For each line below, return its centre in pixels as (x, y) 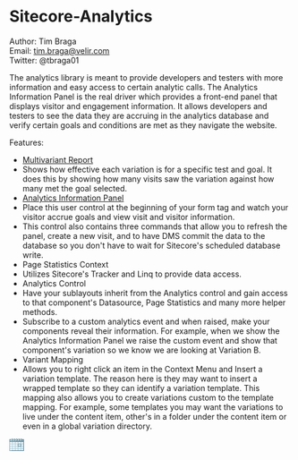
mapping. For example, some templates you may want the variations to (153, 407)
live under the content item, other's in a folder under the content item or (154, 416)
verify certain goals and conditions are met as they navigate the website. (143, 125)
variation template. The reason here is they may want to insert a (140, 379)
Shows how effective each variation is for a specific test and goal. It (147, 169)
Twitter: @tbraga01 (44, 60)
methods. (40, 311)
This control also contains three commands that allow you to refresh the (155, 226)
